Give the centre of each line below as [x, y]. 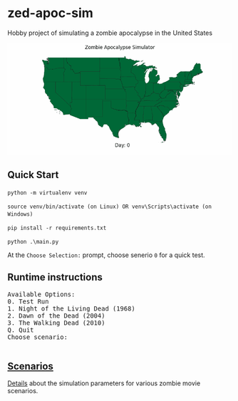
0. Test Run [28, 301]
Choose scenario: [37, 337]
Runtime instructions [55, 277]
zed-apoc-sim [51, 13]
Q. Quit [21, 330]
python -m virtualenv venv [47, 193]
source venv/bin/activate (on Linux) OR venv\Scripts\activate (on [110, 207]
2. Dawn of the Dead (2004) [56, 316]
